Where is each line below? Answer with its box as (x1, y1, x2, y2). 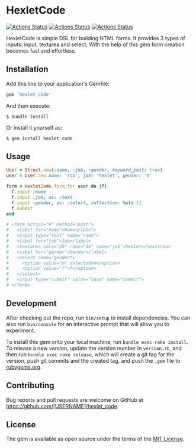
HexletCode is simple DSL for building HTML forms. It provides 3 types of (6, 34, 185, 41)
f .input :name (11, 189, 46, 195)
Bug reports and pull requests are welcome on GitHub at (6, 396, 144, 403)
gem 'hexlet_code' (6, 91, 52, 98)
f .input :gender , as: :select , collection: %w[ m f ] (11, 199, 142, 206)
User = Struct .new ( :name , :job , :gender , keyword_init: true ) (6, 167, 163, 173)
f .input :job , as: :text (11, 194, 73, 200)
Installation (6, 65, 49, 75)
